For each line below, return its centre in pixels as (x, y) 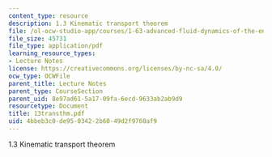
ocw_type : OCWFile (39, 76)
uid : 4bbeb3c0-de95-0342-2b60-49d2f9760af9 (83, 121)
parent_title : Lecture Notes (57, 83)
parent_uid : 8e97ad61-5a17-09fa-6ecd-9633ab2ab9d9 (96, 99)
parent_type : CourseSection (56, 91)
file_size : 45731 (38, 38)
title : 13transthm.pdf (47, 114)
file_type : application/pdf (56, 46)
